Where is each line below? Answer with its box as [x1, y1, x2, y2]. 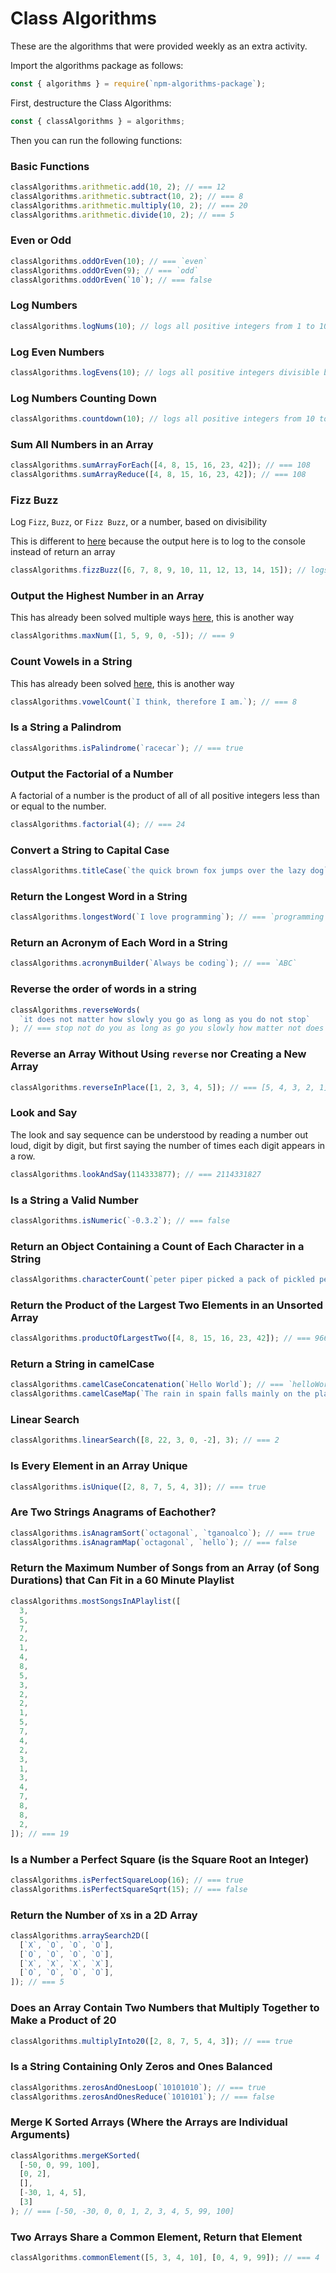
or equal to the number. [10, 800, 107, 812]
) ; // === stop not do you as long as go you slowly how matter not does [10, 1023, 325, 1034]
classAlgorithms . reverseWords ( [10, 1005, 141, 1015]
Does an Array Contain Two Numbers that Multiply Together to [10, 2001, 320, 2015]
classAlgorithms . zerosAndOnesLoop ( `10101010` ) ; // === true [10, 2082, 267, 2092]
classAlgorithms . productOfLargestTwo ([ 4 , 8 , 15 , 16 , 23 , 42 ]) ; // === [10, 1333, 311, 1344]
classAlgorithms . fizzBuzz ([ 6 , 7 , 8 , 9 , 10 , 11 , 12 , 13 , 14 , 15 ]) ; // [10, 565, 307, 576]
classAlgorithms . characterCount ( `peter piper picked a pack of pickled [10, 1275, 315, 1285]
